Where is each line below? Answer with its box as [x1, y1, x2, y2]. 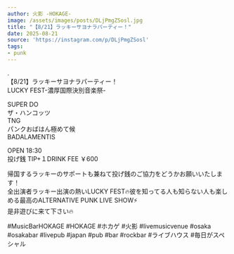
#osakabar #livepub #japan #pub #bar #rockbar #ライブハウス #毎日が [7, 230, 213, 239]
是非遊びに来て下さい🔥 [7, 207, 74, 215]
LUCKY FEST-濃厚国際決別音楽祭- [7, 86, 106, 94]
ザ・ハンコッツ [7, 108, 51, 117]
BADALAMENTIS [7, 132, 56, 141]
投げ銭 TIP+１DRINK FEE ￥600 [7, 154, 98, 163]
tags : [7, 43, 23, 50]
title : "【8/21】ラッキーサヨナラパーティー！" [7, 23, 132, 30]
